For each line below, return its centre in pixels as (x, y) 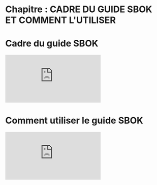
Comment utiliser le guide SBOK (74, 121)
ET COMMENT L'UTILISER (60, 20)
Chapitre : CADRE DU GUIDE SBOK (79, 9)
